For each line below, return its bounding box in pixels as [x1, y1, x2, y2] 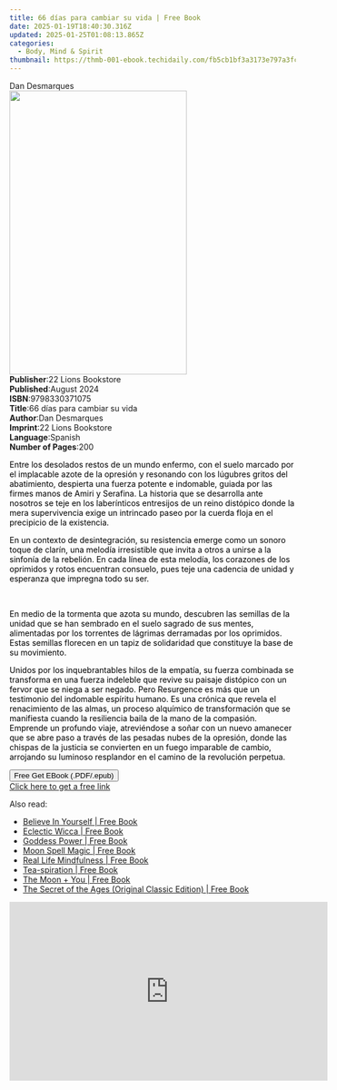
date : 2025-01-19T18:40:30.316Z [9, 22, 132, 31]
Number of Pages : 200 [9, 441, 94, 452]
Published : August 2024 [9, 383, 100, 394]
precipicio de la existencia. [9, 517, 110, 528]
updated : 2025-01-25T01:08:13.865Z [9, 30, 144, 39]
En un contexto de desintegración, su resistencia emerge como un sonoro [9, 535, 286, 545]
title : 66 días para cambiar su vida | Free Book [9, 13, 202, 23]
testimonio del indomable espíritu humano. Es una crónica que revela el [9, 694, 277, 704]
